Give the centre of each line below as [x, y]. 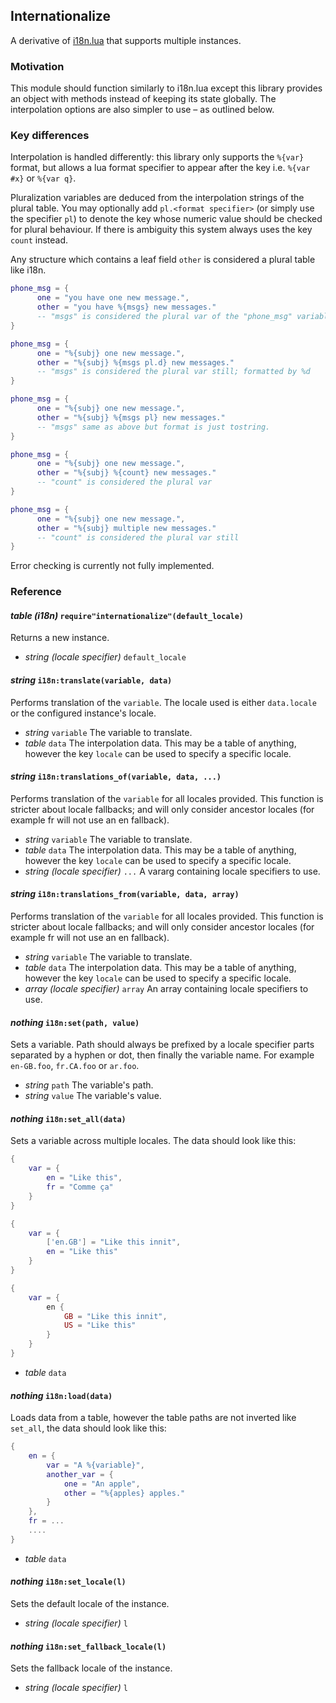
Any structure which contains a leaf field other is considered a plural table [163, 260]
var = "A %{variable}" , [95, 1465]
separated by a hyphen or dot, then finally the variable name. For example [162, 1055]
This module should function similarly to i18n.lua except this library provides [166, 88]
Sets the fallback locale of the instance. [91, 1668]
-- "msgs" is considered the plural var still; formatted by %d [173, 372]
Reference [36, 592]
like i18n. [28, 270]
